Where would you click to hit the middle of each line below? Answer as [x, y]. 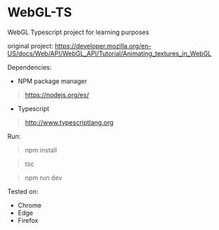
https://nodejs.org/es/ [57, 95]
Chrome [30, 205]
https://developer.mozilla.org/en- [103, 46]
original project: [30, 46]
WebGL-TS [40, 12]
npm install [41, 150]
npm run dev [43, 177]
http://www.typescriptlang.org [69, 122]
